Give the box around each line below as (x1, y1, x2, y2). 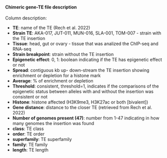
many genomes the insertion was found (12, 120, 94, 126)
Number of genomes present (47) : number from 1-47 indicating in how (12, 115, 159, 121)
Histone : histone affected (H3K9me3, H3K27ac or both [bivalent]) (12, 99, 148, 105)
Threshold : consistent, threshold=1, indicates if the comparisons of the (12, 83, 159, 89)
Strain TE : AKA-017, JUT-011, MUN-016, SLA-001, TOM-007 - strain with (12, 30, 161, 36)
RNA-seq (12, 46, 31, 52)
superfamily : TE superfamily (12, 136, 72, 142)
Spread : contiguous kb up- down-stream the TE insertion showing (12, 67, 149, 73)
